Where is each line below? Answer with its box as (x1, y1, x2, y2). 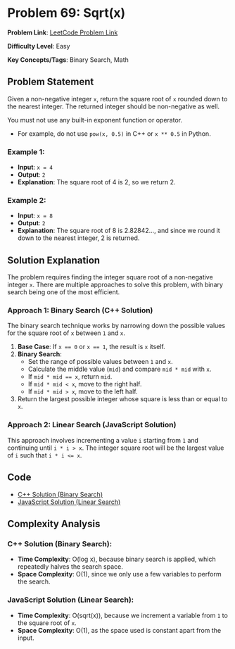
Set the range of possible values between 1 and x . (27, 358, 174, 366)
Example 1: (7, 146, 45, 156)
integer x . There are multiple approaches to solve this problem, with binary (7, 280, 224, 289)
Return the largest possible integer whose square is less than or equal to (17, 395, 228, 403)
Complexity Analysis (7, 517, 101, 529)
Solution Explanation (7, 254, 101, 266)
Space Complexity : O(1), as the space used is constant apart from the (17, 626, 222, 634)
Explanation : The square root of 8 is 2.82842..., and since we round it (17, 227, 220, 235)
